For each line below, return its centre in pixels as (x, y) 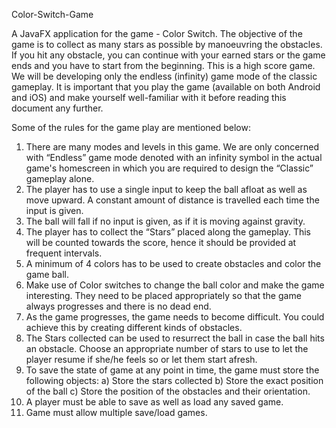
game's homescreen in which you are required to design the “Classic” (169, 168)
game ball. (47, 274)
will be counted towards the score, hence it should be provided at (161, 242)
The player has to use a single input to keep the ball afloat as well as (166, 189)
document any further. (57, 108)
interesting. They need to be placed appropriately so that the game (163, 295)
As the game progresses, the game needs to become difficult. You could (175, 317)
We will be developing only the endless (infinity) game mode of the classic (164, 76)
